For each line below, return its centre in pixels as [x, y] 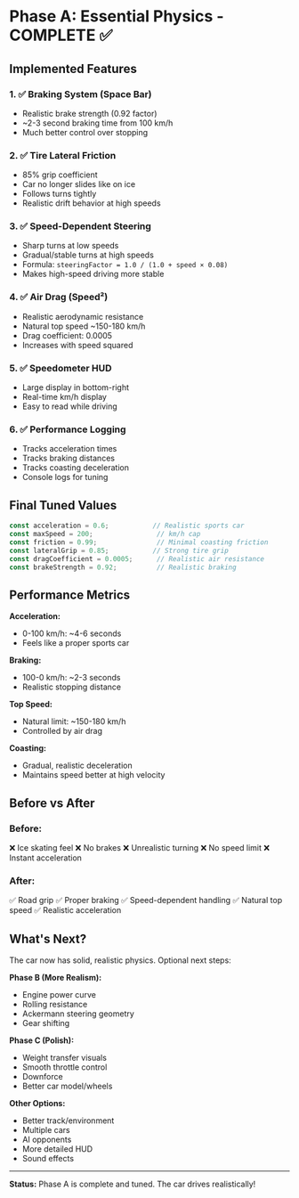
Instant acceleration [46, 858]
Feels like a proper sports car [76, 643]
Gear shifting [46, 1023]
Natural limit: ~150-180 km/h [74, 721]
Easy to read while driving [69, 406]
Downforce [43, 1077]
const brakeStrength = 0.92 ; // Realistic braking [123, 567]
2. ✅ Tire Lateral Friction [63, 155]
